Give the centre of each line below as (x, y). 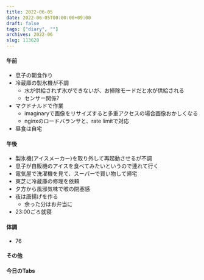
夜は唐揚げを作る (37, 196)
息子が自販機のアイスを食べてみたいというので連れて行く (87, 166)
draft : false (23, 23)
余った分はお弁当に (48, 204)
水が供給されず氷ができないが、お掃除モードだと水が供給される (104, 91)
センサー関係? (42, 98)
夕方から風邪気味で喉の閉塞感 (52, 189)
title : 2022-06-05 (30, 12)
